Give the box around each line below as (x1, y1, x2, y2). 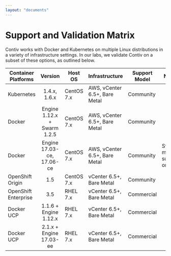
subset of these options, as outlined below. (5, 57, 96, 63)
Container (9, 69, 34, 76)
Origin (8, 179, 23, 186)
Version (40, 72, 60, 80)
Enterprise (8, 194, 33, 201)
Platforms (9, 75, 34, 83)
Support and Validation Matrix (5, 29, 135, 41)
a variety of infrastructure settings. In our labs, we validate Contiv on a (5, 52, 153, 58)
